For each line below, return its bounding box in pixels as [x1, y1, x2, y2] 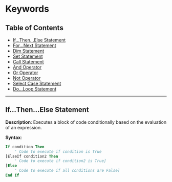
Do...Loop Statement [12, 86, 56, 92]
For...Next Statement [12, 42, 56, 49]
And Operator [12, 64, 42, 70]
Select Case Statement [12, 80, 61, 86]
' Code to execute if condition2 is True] [14, 158, 106, 164]
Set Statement [12, 53, 43, 59]
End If [5, 173, 19, 178]
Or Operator [12, 70, 38, 76]
